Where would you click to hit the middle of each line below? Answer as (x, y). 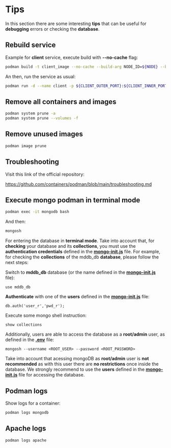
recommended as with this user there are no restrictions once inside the (82, 364)
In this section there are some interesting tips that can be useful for (76, 23)
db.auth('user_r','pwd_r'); (35, 306)
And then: (16, 222)
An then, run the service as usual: (40, 76)
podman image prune (26, 146)
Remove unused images (44, 134)
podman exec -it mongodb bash (37, 212)
